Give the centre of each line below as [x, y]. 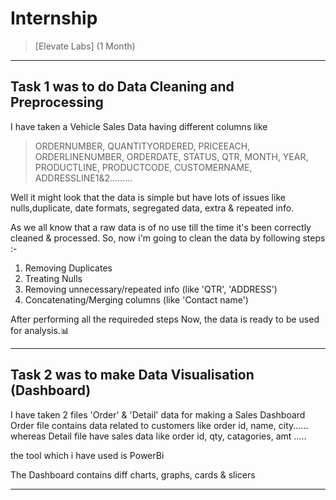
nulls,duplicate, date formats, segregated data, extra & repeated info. [152, 208]
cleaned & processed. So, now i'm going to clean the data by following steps [168, 238]
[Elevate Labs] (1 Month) [85, 46]
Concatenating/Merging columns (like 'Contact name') [136, 299]
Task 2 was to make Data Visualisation [132, 375]
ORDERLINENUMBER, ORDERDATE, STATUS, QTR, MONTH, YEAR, [171, 156]
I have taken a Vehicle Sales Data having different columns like [139, 126]
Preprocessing [57, 102]
